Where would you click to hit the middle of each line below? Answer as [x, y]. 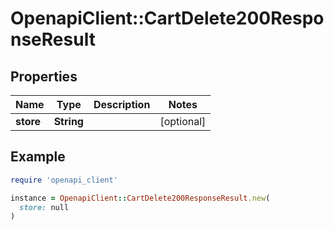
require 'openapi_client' [64, 180]
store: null [44, 207]
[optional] [183, 121]
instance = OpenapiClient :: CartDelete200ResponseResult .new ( [140, 198]
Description [122, 104]
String [68, 121]
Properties [44, 76]
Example [38, 157]
